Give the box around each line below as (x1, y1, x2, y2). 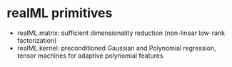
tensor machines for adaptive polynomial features (16, 51, 163, 60)
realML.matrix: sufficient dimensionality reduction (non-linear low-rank (16, 29, 226, 37)
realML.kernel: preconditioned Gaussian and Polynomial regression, (16, 43, 216, 52)
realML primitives (6, 5, 113, 21)
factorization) (16, 36, 57, 44)
